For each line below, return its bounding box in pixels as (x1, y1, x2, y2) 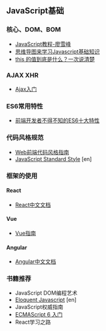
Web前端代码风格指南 (15, 148, 70, 156)
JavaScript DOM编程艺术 (15, 289, 78, 297)
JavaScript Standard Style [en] (15, 155, 92, 162)
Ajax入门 (15, 85, 38, 93)
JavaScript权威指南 (15, 303, 64, 310)
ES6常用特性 (6, 102, 44, 110)
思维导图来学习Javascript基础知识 (15, 48, 100, 55)
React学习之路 (15, 318, 51, 326)
